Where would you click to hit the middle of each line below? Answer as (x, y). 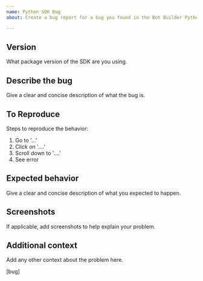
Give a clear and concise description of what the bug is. (76, 95)
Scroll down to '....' (38, 153)
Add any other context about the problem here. (65, 260)
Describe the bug (39, 81)
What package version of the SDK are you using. (67, 62)
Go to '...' (26, 140)
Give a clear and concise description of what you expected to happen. (94, 193)
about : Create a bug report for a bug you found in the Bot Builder (94, 17)
